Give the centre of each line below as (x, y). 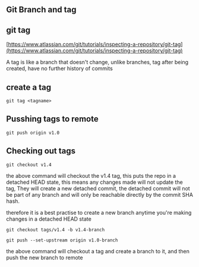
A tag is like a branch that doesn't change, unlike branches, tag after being (97, 62)
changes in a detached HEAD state (49, 219)
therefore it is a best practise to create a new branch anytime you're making (99, 212)
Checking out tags (41, 151)
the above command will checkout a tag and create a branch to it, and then (98, 251)
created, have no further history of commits (59, 68)
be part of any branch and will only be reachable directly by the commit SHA (99, 194)
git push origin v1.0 (33, 133)
